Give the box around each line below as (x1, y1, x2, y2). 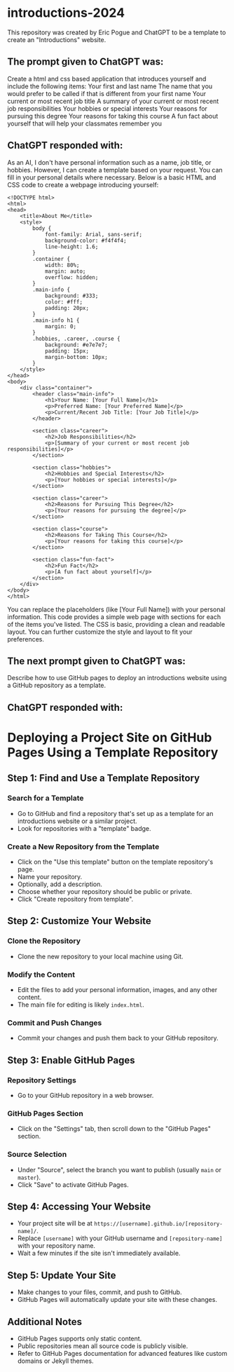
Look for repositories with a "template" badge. (17, 824, 152, 832)
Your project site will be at (17, 1219, 93, 1228)
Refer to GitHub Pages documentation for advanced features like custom (17, 1349, 228, 1357)
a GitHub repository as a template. (7, 681, 106, 690)
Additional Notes (7, 1316, 83, 1328)
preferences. (7, 634, 44, 643)
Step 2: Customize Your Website (7, 915, 152, 927)
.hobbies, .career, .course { (32, 335, 121, 342)
